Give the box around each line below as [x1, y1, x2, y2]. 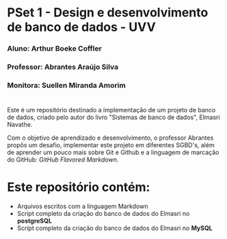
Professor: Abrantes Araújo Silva [7, 62, 118, 72]
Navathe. [7, 121, 33, 129]
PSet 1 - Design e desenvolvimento [7, 5, 209, 21]
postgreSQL [16, 217, 53, 225]
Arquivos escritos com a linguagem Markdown [16, 202, 148, 210]
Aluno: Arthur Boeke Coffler [7, 44, 103, 53]
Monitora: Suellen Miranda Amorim [7, 80, 126, 90]
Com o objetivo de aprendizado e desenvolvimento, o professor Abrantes [7, 134, 214, 142]
